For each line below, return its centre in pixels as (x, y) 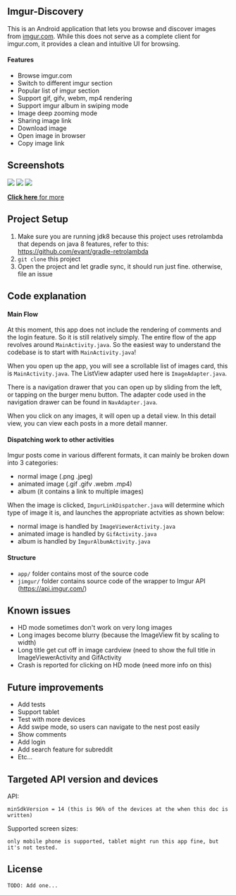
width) (27, 643)
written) (20, 816)
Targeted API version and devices (83, 779)
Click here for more (36, 197)
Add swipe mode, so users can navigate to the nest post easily (108, 727)
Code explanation (47, 296)
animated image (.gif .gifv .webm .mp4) (75, 484)
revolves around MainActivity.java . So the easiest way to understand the (114, 345)
